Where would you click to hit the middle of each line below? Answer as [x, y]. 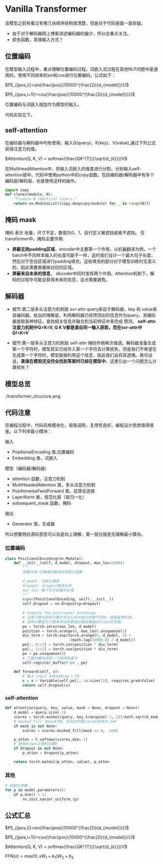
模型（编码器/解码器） [27, 468]
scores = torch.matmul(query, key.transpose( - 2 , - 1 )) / [69, 717]
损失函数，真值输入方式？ [38, 39]
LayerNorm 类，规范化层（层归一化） [49, 497]
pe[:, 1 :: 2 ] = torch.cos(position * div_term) [70, 649]
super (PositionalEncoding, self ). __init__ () [68, 599]
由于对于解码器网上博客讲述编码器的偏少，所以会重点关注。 [72, 33]
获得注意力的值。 [22, 149]
